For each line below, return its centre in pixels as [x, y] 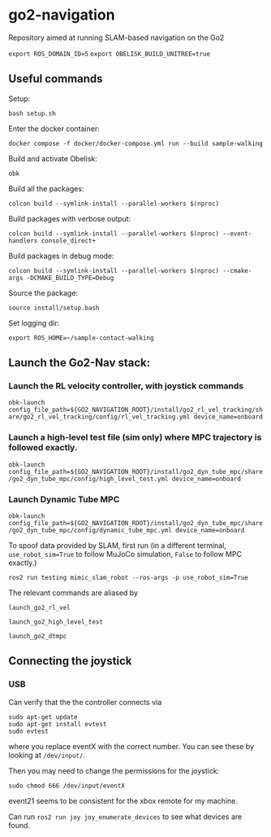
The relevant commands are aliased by [73, 593]
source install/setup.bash [54, 308]
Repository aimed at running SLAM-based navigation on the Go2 [116, 37]
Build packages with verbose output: [70, 218]
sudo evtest [28, 731]
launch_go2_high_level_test [56, 622]
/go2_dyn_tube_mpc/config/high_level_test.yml [88, 479]
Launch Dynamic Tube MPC [64, 499]
